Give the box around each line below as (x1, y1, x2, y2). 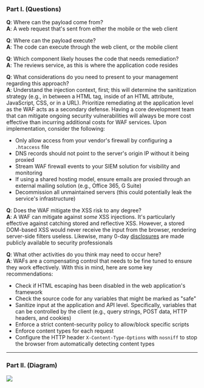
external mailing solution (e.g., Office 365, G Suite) (15, 182, 141, 190)
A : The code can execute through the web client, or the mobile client (6, 43, 178, 50)
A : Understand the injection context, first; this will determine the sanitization (6, 86, 197, 94)
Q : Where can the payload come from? (6, 19, 103, 26)
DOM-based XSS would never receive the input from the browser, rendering (6, 226, 196, 234)
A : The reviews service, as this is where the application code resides (6, 61, 178, 69)
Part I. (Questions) (6, 5, 62, 13)
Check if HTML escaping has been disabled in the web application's (15, 282, 186, 289)
